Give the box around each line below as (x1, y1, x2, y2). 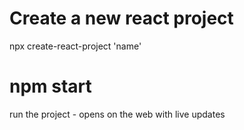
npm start (9, 75, 92, 98)
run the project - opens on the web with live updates (9, 108, 226, 120)
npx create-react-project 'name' (9, 40, 142, 52)
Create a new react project (9, 7, 234, 30)
